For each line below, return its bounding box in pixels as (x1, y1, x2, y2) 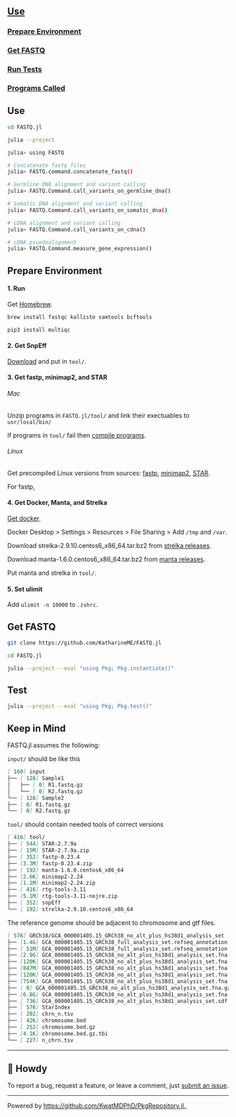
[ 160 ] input (7, 768, 46, 776)
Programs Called (7, 84, 65, 94)
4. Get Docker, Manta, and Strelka (7, 499, 107, 507)
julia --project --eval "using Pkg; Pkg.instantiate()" (7, 665, 174, 672)
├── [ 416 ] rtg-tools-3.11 (7, 886, 86, 893)
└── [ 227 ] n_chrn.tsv (7, 1037, 74, 1044)
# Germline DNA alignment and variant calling (7, 181, 146, 189)
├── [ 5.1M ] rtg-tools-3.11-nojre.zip (7, 893, 118, 900)
